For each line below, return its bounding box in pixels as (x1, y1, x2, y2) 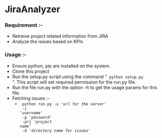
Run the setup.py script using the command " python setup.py (12, 74, 144, 80)
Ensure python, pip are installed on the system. (12, 62, 111, 69)
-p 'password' (22, 115, 52, 120)
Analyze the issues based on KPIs (12, 39, 83, 45)
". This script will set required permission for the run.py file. (12, 79, 137, 85)
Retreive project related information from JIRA (12, 33, 109, 39)
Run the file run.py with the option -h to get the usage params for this (12, 84, 157, 90)
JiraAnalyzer (5, 4, 60, 15)
